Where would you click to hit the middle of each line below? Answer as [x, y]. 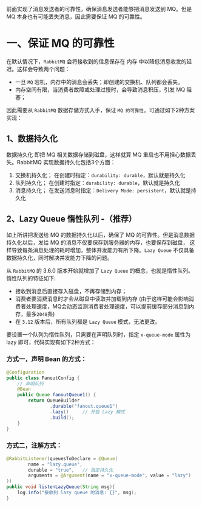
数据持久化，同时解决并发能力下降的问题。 [59, 257]
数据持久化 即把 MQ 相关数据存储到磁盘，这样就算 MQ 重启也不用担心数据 [99, 155]
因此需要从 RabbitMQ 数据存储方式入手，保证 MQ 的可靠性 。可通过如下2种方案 [101, 110]
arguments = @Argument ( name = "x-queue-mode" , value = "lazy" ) [109, 476]
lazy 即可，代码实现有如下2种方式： [51, 342]
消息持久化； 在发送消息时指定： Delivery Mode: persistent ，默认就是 [103, 190]
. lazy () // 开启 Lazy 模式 [87, 412]
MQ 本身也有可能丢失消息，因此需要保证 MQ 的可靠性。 [76, 16]
